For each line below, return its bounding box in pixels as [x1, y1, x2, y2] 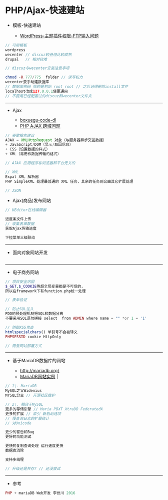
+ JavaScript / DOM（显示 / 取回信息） [5, 142, 73, 147]
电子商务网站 [12, 269, 39, 275]
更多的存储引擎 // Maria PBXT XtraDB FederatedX [5, 406, 103, 411]
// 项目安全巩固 [5, 279, 34, 284]
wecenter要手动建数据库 [5, 80, 49, 85]
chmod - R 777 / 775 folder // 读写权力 [5, 75, 83, 80]
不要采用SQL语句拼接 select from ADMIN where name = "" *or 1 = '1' [5, 316, 147, 321]
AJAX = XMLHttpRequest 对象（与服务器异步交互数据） [5, 137, 107, 143]
